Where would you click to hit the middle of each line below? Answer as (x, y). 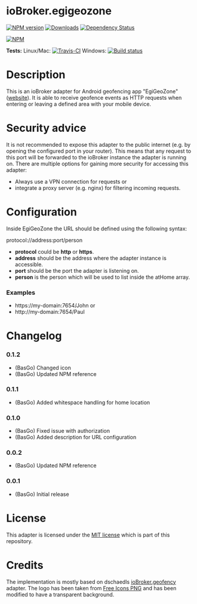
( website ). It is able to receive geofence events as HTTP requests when (94, 97)
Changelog (34, 336)
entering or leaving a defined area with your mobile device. (79, 104)
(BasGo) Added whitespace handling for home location (82, 402)
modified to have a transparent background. (60, 594)
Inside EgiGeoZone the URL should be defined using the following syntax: (97, 229)
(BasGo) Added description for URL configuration (76, 437)
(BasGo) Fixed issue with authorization (62, 431)
